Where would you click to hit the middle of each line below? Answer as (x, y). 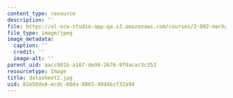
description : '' (31, 20)
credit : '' (29, 52)
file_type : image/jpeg (40, 33)
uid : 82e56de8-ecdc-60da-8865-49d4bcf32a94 (71, 84)
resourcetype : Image (37, 71)
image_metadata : (31, 39)
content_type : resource (42, 13)
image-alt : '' (34, 59)
